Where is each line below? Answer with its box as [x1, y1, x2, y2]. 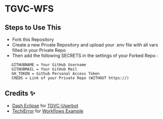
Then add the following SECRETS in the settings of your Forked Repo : [12, 52, 158, 58]
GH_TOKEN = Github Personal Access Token [11, 71, 100, 76]
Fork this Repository [12, 36, 54, 42]
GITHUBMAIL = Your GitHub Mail [11, 67, 78, 72]
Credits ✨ [5, 89, 36, 98]
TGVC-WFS [5, 3, 54, 15]
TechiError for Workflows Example [12, 108, 84, 114]
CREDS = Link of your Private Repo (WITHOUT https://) [11, 76, 129, 81]
